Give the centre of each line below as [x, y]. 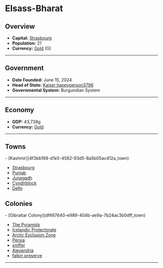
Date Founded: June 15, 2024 [42, 80]
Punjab [19, 173]
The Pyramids [26, 225]
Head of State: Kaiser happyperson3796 [53, 85]
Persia [18, 240]
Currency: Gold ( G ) [32, 48]
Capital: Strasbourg [32, 38]
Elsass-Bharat [34, 8]
